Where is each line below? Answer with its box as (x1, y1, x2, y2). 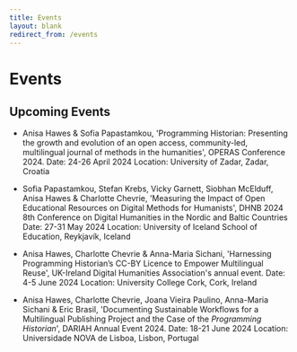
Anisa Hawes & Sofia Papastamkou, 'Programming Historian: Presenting (22, 128, 289, 139)
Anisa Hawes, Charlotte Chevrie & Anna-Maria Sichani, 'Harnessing (22, 249, 272, 260)
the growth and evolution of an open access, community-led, (22, 137, 249, 148)
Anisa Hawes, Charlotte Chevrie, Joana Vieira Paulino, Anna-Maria (22, 295, 269, 305)
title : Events (9, 13, 63, 22)
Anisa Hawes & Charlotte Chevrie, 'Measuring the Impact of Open (22, 193, 266, 204)
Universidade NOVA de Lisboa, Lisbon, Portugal (22, 333, 199, 344)
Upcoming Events (9, 104, 110, 119)
